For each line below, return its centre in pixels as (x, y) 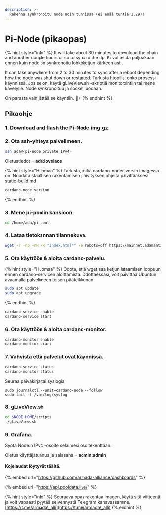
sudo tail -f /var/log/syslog (36, 395)
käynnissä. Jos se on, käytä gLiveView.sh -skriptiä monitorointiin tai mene (80, 83)
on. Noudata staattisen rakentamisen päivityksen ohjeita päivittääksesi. (77, 175)
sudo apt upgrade (23, 293)
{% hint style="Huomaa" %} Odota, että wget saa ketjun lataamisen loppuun (83, 269)
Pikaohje (19, 114)
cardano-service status (30, 367)
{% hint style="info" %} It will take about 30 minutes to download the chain (82, 53)
